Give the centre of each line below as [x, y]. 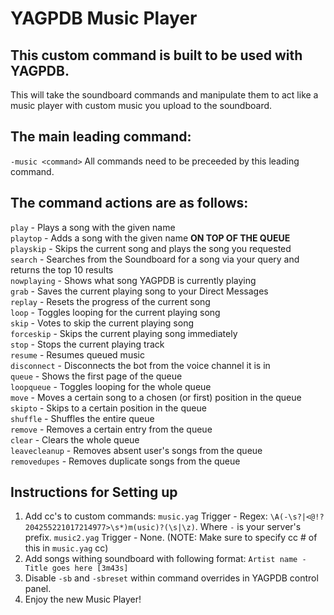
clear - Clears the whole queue [75, 439]
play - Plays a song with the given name [93, 227]
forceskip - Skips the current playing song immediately [124, 333]
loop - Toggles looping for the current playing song [115, 312]
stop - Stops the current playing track [87, 344]
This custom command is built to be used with [156, 55]
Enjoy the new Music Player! [83, 599]
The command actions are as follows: [129, 203]
